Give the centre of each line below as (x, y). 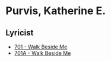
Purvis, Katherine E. (56, 11)
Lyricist (20, 33)
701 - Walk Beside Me (41, 47)
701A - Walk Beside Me (42, 53)
